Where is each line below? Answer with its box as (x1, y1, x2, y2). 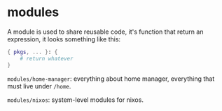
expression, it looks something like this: (7, 34, 121, 43)
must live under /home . (7, 81, 71, 90)
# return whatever (20, 55, 74, 62)
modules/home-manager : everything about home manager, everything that (7, 74, 215, 83)
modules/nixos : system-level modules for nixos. (7, 96, 144, 104)
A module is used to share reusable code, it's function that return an (7, 27, 204, 36)
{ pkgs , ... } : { (7, 48, 58, 55)
